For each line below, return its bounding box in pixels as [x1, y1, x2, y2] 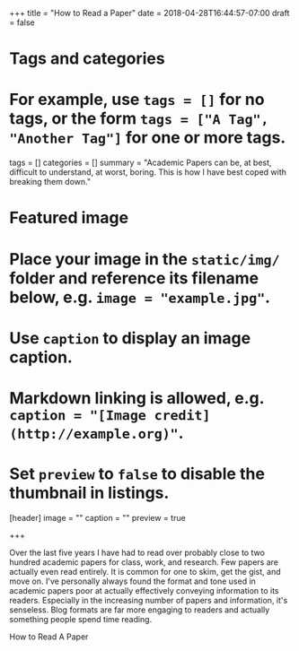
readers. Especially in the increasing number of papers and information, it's [9, 595, 288, 605]
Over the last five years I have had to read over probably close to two [9, 547, 265, 558]
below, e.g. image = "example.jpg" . [9, 287, 271, 308]
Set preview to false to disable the [9, 464, 265, 484]
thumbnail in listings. [9, 483, 170, 503]
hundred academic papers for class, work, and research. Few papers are [9, 556, 278, 568]
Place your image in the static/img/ [9, 248, 280, 269]
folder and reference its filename [9, 268, 259, 288]
